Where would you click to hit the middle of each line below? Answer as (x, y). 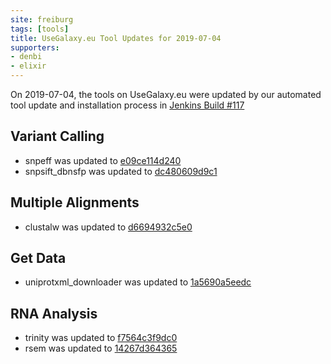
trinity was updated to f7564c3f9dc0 (101, 338)
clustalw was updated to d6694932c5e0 (108, 227)
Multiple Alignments (75, 202)
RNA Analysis (54, 313)
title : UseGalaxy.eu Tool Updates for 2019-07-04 (116, 38)
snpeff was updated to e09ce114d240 (103, 160)
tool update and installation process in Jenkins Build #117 (127, 105)
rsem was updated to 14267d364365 (101, 348)
